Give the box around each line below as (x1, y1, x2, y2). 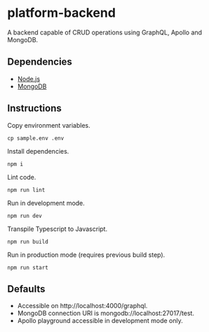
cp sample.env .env (7, 135, 65, 142)
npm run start (7, 264, 49, 271)
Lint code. (7, 173, 36, 181)
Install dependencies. (7, 147, 69, 155)
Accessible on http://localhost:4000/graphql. (17, 302, 148, 310)
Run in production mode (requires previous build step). (7, 251, 166, 259)
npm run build (7, 238, 49, 245)
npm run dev (7, 212, 42, 219)
